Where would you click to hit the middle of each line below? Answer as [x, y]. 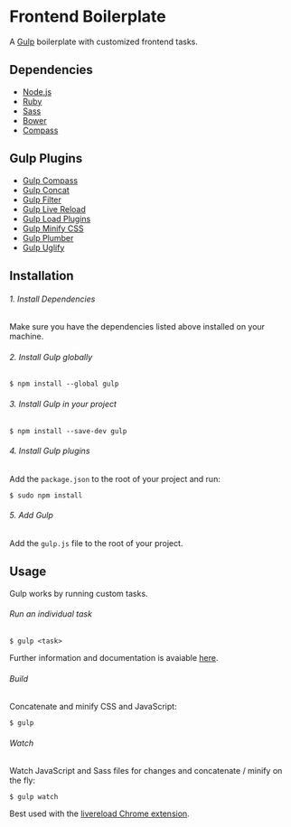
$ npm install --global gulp [64, 384]
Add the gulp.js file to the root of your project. [96, 543]
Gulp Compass [50, 180]
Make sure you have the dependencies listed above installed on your [137, 327]
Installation [42, 276]
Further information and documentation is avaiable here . [114, 657]
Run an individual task [51, 614]
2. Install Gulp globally [51, 357]
